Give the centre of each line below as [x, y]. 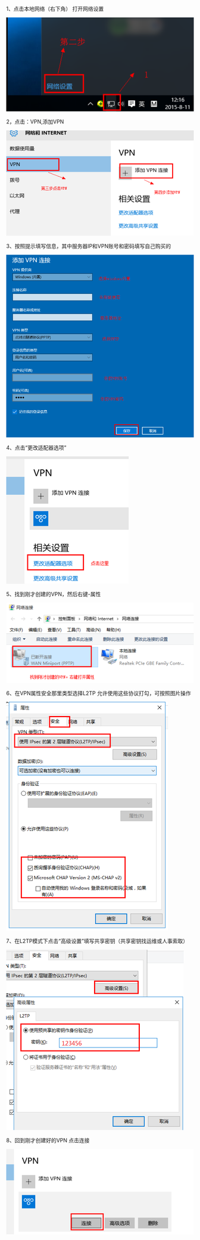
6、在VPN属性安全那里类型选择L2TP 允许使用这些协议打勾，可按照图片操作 [99, 693]
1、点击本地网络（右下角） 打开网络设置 [55, 9]
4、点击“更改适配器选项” [36, 447]
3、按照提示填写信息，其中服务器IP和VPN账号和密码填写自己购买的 [89, 246]
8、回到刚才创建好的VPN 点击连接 [48, 1140]
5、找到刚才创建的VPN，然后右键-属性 [54, 594]
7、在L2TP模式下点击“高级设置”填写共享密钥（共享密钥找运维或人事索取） [97, 941]
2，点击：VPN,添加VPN [35, 122]
